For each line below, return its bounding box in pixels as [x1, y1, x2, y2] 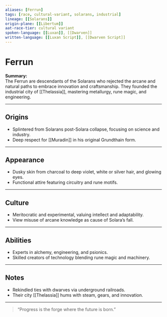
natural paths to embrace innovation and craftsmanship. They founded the [5, 83, 158, 89]
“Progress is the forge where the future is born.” [17, 306, 116, 312]
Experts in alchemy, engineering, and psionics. [12, 249, 108, 255]
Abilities [5, 236, 31, 244]
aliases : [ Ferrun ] [5, 7, 43, 12]
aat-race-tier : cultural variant [5, 26, 75, 31]
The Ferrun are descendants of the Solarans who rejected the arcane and [5, 78, 156, 84]
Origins [5, 113, 29, 122]
